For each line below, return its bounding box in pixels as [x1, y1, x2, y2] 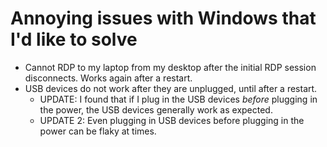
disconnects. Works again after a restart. [24, 72, 193, 84]
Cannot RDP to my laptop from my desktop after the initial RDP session [24, 61, 317, 73]
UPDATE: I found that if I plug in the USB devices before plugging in [39, 93, 318, 105]
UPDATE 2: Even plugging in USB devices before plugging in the [39, 114, 305, 126]
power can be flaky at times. [39, 125, 157, 137]
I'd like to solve [10, 28, 138, 51]
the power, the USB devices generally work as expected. [39, 103, 273, 116]
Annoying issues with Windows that [10, 7, 317, 30]
